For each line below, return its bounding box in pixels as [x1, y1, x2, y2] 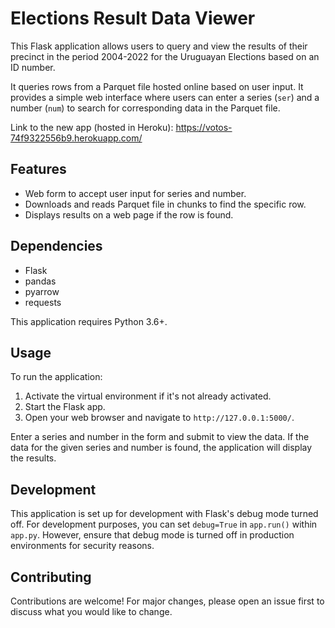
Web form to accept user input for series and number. [24, 187, 247, 199]
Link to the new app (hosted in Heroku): [10, 121, 174, 133]
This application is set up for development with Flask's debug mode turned [10, 508, 319, 520]
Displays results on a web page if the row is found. [24, 208, 234, 221]
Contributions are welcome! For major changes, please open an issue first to [10, 595, 325, 607]
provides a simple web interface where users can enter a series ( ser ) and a [10, 91, 320, 103]
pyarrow [24, 285, 60, 297]
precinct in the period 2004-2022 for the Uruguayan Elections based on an [10, 50, 320, 62]
